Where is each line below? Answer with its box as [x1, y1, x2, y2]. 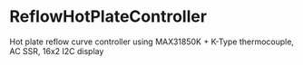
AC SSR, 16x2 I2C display [9, 45, 104, 56]
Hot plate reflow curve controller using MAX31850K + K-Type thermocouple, [9, 36, 295, 47]
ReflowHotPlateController [9, 6, 207, 27]
